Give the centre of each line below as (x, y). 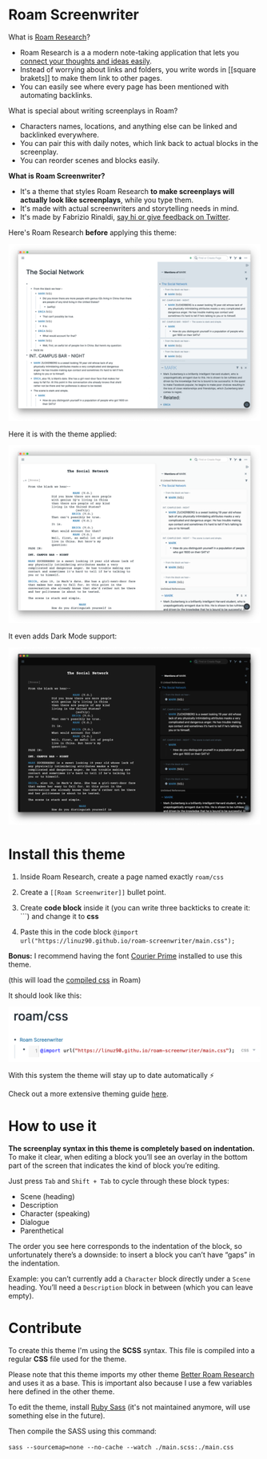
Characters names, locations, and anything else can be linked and (128, 126)
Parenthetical (42, 1230)
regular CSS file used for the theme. (68, 1359)
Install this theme (67, 855)
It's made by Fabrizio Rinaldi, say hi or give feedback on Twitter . (125, 217)
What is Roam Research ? (49, 37)
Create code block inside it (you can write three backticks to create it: (135, 908)
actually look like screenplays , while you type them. (107, 200)
